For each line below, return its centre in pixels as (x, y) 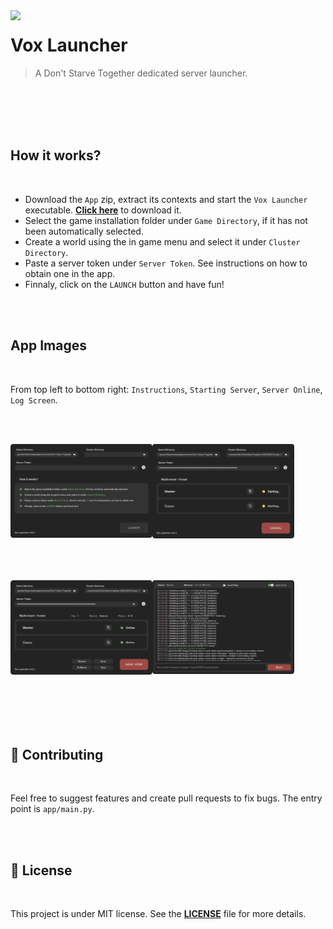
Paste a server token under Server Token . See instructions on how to (166, 263)
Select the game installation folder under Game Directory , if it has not (166, 220)
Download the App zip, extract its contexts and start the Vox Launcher (166, 199)
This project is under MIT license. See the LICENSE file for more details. (158, 914)
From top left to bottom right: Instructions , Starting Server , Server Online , (166, 389)
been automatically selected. (84, 231)
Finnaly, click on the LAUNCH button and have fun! (124, 284)
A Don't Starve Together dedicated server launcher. (141, 73)
